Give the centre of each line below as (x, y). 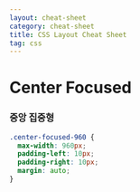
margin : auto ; (44, 171)
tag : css (26, 43)
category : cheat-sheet (52, 26)
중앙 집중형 (32, 118)
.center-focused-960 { (52, 137)
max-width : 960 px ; (52, 146)
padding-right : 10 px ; (58, 163)
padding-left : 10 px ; (56, 154)
